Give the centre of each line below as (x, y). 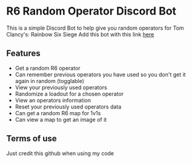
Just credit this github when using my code (60, 153)
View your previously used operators (61, 87)
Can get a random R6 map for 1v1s (58, 113)
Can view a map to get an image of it (61, 119)
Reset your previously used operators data (68, 107)
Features (23, 54)
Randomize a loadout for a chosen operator (69, 94)
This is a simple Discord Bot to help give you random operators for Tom (95, 28)
